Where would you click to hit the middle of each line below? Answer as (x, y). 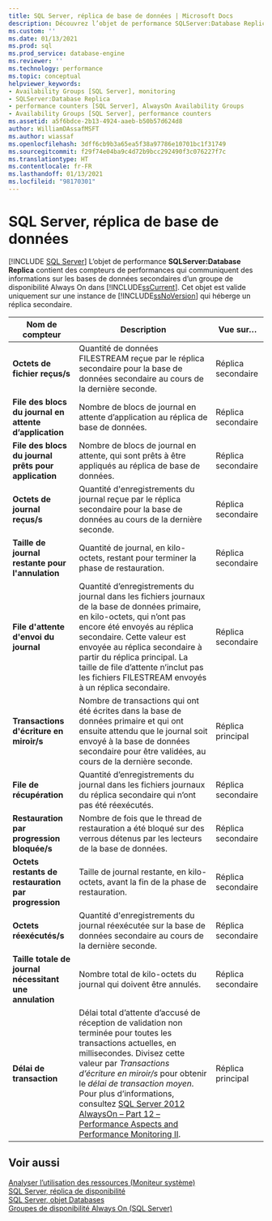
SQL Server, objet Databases (57, 1199)
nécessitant (36, 979)
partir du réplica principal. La (134, 657)
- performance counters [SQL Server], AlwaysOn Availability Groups (126, 106)
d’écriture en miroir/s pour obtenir (143, 1073)
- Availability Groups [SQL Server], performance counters (110, 114)
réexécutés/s (38, 935)
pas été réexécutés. (116, 805)
